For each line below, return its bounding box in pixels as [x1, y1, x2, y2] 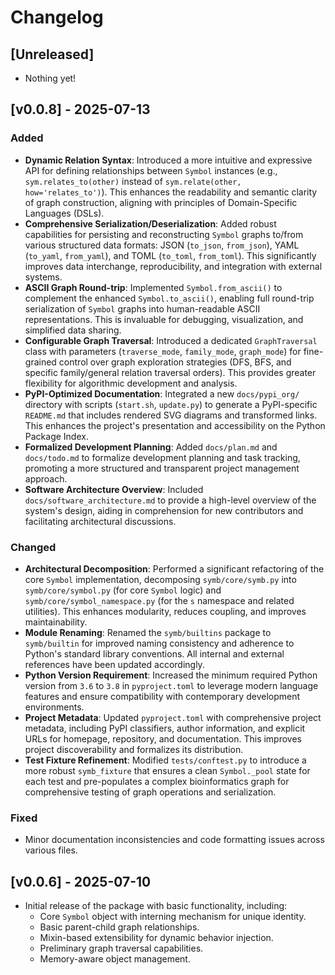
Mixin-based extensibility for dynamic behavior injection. [39, 932, 274, 944]
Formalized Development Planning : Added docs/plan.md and [24, 441, 278, 453]
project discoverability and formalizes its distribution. [24, 743, 244, 755]
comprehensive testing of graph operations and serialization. [24, 786, 277, 798]
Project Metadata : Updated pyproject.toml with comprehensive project [24, 711, 322, 723]
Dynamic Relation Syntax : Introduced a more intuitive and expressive [24, 154, 313, 166]
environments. [24, 701, 85, 713]
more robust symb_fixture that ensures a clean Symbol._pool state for [24, 764, 311, 776]
